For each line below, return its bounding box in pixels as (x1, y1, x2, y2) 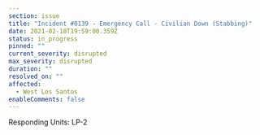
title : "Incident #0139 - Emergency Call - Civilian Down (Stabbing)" (8, 20, 253, 28)
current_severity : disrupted (8, 50, 107, 58)
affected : (8, 80, 42, 88)
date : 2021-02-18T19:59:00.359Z (8, 27, 118, 35)
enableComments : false (8, 95, 85, 103)
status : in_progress (8, 34, 79, 43)
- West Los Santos (15, 87, 79, 96)
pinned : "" (8, 42, 45, 50)
